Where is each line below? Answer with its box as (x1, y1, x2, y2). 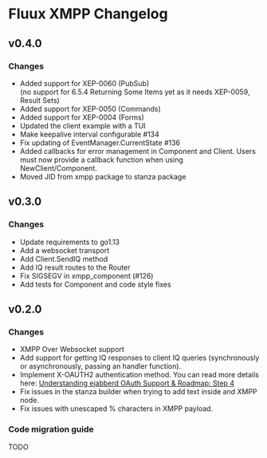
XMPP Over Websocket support (19, 345, 125, 354)
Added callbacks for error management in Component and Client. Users (19, 146, 257, 156)
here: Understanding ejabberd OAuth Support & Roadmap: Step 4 (19, 378, 235, 388)
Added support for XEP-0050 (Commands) (19, 104, 161, 113)
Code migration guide (8, 424, 94, 435)
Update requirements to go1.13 (19, 237, 120, 247)
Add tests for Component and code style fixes (19, 279, 171, 289)
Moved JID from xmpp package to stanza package (19, 172, 187, 181)
